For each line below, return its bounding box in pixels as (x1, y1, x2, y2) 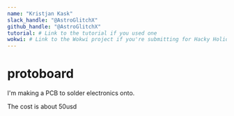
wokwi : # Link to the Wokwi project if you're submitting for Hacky (7, 36, 210, 43)
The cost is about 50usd (7, 102, 77, 111)
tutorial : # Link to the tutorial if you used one (7, 29, 157, 37)
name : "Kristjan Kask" (7, 10, 73, 17)
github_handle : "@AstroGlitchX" (7, 23, 101, 30)
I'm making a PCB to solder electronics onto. (7, 89, 135, 97)
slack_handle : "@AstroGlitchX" (7, 17, 98, 24)
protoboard (7, 66, 75, 82)
